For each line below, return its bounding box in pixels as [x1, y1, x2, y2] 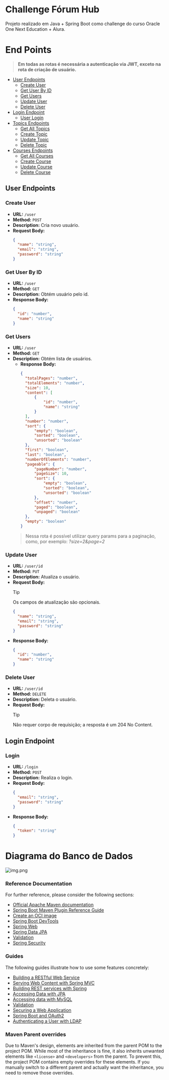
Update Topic [20, 136, 49, 142]
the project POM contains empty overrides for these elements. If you [5, 1059, 150, 1065]
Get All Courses [20, 152, 54, 159]
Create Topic [20, 131, 47, 137]
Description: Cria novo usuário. [12, 222, 80, 228]
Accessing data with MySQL [12, 996, 73, 1002]
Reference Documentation [5, 880, 73, 888]
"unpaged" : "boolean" [34, 509, 80, 514]
